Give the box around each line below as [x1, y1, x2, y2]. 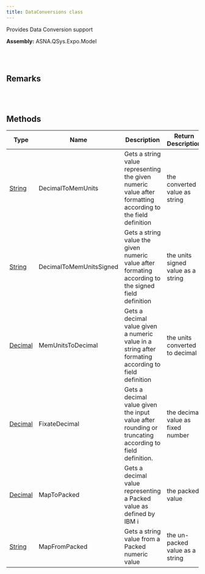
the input [124, 408, 150, 417]
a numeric [124, 330, 154, 339]
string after [124, 345, 156, 354]
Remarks [6, 74, 41, 84]
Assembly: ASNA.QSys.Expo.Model [6, 37, 97, 45]
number [167, 431, 189, 440]
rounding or [124, 423, 158, 432]
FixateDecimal [38, 420, 79, 428]
